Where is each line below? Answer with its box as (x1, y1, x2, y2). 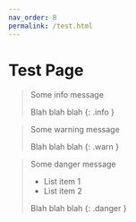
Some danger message (30, 158, 117, 170)
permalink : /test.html (8, 21, 93, 30)
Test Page (8, 60, 84, 81)
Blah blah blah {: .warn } (30, 141, 120, 152)
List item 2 (43, 185, 82, 197)
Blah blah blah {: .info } (30, 107, 115, 117)
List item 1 (43, 176, 81, 187)
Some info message (30, 90, 105, 100)
